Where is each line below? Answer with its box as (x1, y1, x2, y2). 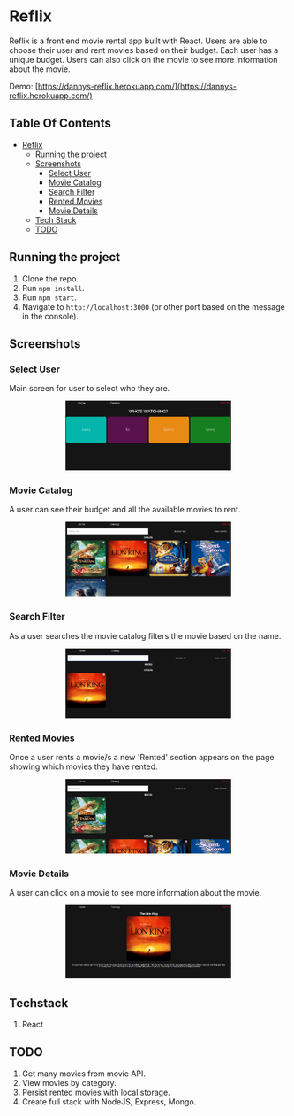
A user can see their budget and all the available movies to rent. (9, 504, 241, 515)
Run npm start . (21, 292, 77, 303)
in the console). (21, 311, 79, 321)
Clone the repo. (21, 273, 79, 284)
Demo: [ (9, 81, 39, 91)
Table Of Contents (9, 116, 112, 131)
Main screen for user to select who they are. (9, 383, 170, 394)
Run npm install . (21, 282, 86, 293)
